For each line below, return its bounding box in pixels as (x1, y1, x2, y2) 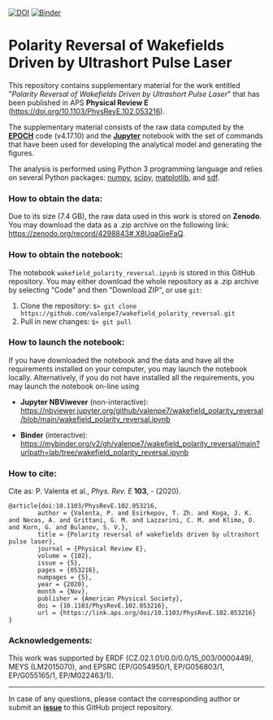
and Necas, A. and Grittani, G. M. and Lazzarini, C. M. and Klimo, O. (8, 516, 256, 525)
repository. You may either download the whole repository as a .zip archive (8, 276, 259, 286)
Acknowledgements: (8, 635, 93, 647)
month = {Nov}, (37, 587, 89, 596)
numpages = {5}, (37, 573, 93, 582)
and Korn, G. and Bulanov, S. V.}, (8, 524, 129, 532)
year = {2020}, (37, 581, 89, 589)
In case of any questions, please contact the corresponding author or (8, 694, 241, 704)
